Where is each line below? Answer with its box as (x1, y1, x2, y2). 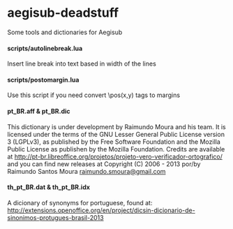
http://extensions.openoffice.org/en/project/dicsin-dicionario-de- (7, 206, 195, 214)
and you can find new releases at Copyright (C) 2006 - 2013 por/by (7, 159, 201, 168)
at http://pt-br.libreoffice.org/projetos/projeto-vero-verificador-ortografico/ (7, 152, 223, 161)
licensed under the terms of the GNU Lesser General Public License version (7, 130, 225, 138)
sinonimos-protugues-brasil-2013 (7, 213, 104, 221)
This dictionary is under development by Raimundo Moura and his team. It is (7, 122, 226, 131)
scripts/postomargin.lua (7, 75, 80, 84)
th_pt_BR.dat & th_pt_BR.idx (7, 183, 91, 191)
